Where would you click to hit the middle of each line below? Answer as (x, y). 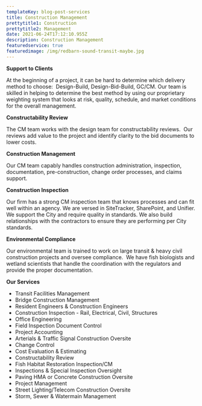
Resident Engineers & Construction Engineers (71, 306)
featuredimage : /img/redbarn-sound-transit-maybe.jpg (75, 51)
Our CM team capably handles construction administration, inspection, (94, 165)
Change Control (35, 344)
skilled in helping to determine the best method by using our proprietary (96, 93)
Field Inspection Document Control (58, 325)
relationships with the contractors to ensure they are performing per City (96, 221)
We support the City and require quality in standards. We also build (90, 214)
